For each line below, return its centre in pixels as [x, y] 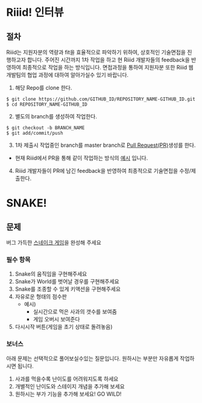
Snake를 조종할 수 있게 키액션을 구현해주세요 [68, 289]
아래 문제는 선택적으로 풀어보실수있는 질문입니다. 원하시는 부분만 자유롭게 [93, 358]
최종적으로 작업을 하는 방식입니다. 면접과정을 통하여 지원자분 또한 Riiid [105, 67]
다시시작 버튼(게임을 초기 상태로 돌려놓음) [64, 327]
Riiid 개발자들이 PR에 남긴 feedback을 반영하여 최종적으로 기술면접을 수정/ [103, 171]
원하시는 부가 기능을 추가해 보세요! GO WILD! [68, 394]
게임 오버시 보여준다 [56, 319]
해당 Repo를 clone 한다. [43, 88]
